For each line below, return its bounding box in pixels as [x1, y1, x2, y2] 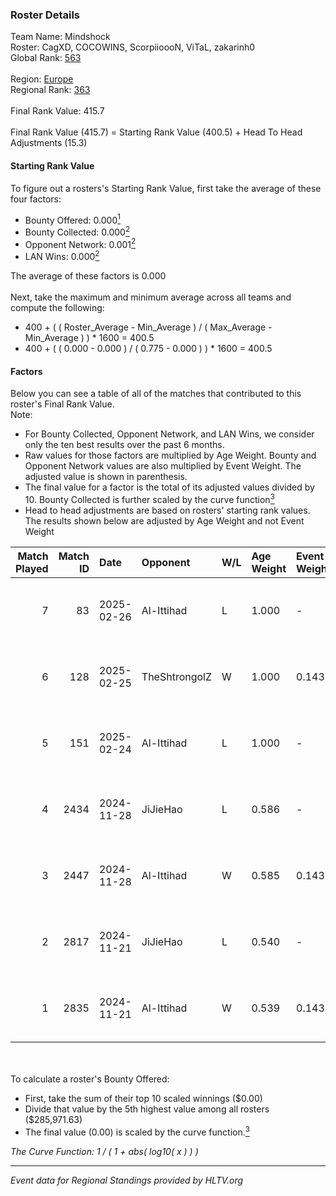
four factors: [10, 193, 62, 205]
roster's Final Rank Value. [10, 398, 115, 410]
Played [15, 561, 49, 575]
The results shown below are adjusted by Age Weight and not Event [24, 514, 305, 527]
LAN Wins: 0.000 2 [24, 249, 100, 263]
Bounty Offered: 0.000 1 [24, 212, 121, 226]
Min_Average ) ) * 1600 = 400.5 [24, 332, 155, 344]
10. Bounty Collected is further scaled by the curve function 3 [24, 492, 275, 505]
